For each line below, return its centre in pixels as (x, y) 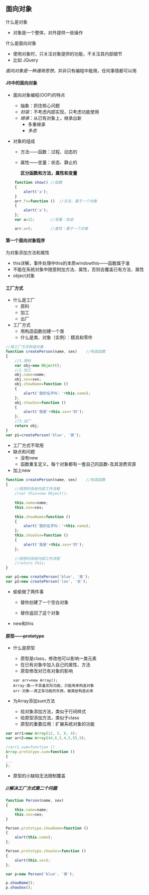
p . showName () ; (20, 883)
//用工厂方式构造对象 (25, 347)
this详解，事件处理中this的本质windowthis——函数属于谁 (71, 263)
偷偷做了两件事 (28, 592)
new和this (23, 623)
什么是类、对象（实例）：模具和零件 (56, 337)
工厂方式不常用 (28, 445)
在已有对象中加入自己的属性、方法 (55, 665)
